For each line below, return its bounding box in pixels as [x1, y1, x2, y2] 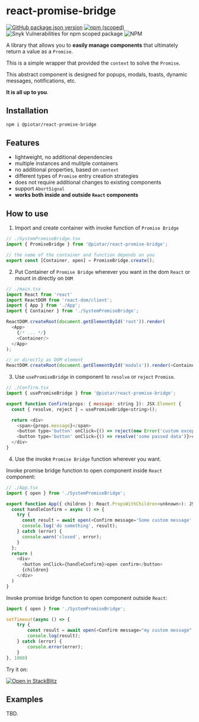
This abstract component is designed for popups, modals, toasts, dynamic [6, 71, 188, 78]
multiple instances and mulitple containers [14, 160, 118, 167]
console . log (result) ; [27, 633, 81, 639]
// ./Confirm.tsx [6, 385, 49, 391]
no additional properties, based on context [14, 166, 119, 173]
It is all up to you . [6, 88, 49, 95]
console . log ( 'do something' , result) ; [21, 523, 118, 529]
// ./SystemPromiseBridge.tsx [6, 236, 81, 242]
